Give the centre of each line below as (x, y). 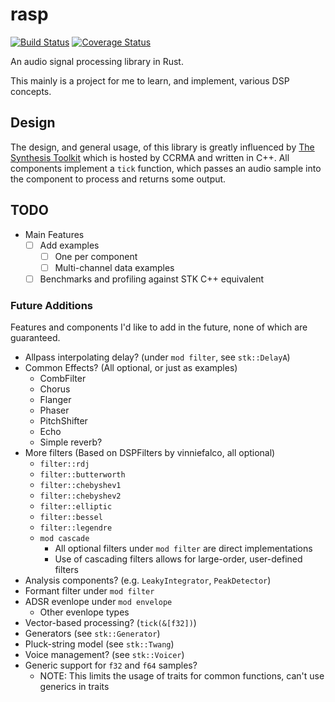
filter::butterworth (82, 475)
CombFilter (63, 379)
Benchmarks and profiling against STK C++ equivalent (152, 279)
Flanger (55, 400)
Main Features (54, 234)
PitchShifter (63, 421)
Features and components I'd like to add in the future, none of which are (159, 327)
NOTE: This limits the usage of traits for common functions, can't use (182, 676)
